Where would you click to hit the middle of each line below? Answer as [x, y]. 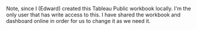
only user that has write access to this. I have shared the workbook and [93, 15]
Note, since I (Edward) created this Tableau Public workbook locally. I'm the [99, 9]
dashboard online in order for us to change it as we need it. [78, 21]
